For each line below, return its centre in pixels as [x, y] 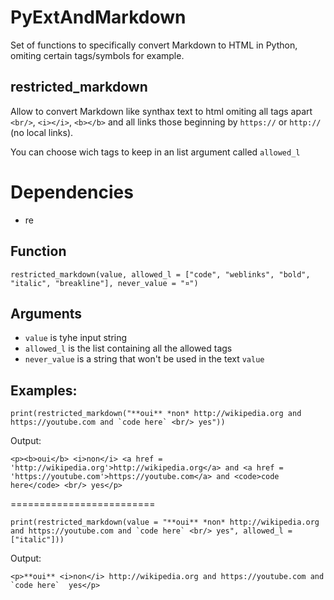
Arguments [46, 313]
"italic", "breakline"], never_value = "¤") [104, 283]
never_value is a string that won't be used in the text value [144, 359]
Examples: [44, 390]
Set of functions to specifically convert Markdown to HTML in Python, [154, 45]
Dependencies [72, 192]
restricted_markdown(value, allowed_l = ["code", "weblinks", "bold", [160, 274]
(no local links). [42, 132]
